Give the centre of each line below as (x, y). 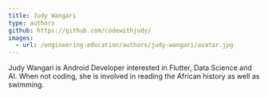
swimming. (26, 85)
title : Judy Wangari (43, 16)
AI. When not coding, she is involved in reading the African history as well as (134, 76)
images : (21, 38)
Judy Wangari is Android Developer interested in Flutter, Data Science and (130, 68)
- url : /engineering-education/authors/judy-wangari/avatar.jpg (124, 45)
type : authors (32, 23)
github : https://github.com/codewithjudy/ (80, 30)
